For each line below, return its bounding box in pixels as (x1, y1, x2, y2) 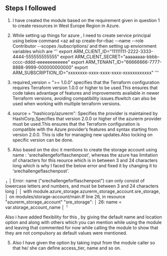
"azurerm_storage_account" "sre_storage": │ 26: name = (5, 199, 122, 205)
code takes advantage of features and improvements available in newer (12, 90, 160, 96)
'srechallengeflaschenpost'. (12, 168, 70, 174)
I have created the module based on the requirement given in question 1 (12, 17, 160, 23)
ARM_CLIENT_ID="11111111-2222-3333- (73, 48, 154, 54)
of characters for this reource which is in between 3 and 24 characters (12, 157, 158, 163)
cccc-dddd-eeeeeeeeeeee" (12, 59, 70, 65)
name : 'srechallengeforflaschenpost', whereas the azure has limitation (12, 152, 158, 158)
